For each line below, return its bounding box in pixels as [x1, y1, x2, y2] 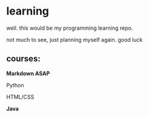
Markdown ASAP [6, 70, 50, 77]
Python [6, 81, 24, 89]
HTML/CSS [6, 93, 35, 101]
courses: [6, 53, 41, 64]
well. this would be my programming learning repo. [6, 24, 133, 32]
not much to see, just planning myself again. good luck [6, 36, 143, 43]
